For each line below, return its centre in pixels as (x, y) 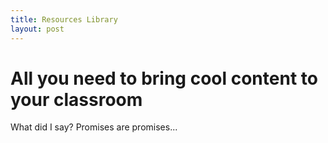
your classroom (76, 99)
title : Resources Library (64, 19)
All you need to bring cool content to (164, 78)
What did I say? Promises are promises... (94, 127)
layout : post (37, 29)
